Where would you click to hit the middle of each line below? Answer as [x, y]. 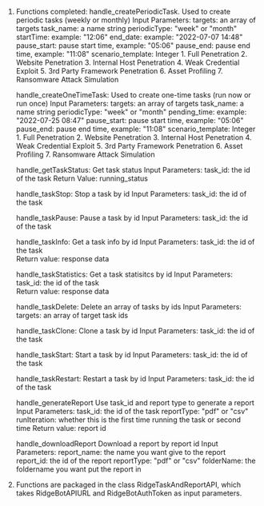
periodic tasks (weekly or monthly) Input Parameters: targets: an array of [136, 20]
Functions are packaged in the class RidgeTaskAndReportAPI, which [128, 484]
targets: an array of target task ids [72, 315]
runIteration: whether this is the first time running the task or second [128, 420]
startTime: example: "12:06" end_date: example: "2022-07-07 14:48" [129, 37]
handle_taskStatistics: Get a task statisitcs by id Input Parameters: [124, 274]
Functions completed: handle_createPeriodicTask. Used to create [123, 12]
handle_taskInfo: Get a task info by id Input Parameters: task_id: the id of [135, 242]
